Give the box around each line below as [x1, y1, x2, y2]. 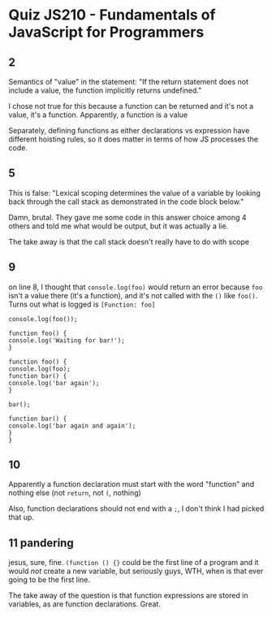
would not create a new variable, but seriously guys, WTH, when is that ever [8, 567, 264, 576]
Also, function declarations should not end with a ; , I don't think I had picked [8, 504, 265, 514]
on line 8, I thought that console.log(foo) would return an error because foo [8, 282, 263, 292]
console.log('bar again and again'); [8, 421, 136, 430]
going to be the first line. [8, 575, 91, 584]
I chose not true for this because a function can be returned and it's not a [8, 102, 254, 111]
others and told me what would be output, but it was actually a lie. [8, 221, 229, 231]
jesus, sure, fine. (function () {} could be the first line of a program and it [8, 558, 259, 567]
